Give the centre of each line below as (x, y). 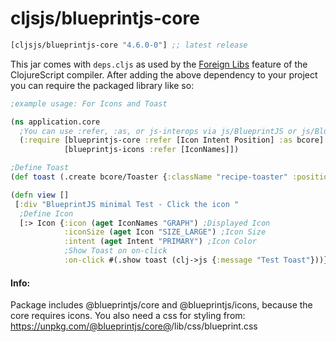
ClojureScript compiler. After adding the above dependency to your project (164, 74)
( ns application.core (55, 122)
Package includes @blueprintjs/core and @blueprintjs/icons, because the (161, 305)
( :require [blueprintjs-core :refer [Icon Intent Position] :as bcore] (172, 140)
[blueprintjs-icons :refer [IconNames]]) (151, 150)
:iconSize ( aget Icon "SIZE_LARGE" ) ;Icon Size (165, 232)
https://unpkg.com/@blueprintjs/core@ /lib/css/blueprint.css (134, 326)
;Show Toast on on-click (115, 251)
